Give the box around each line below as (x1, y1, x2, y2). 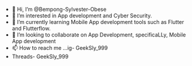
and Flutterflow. (11, 25, 51, 32)
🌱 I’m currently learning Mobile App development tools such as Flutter (11, 19, 184, 25)
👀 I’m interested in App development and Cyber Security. (11, 12, 153, 19)
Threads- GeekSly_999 (11, 53, 69, 60)
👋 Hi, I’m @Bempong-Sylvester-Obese (11, 6, 106, 13)
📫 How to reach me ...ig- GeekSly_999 (11, 44, 108, 51)
